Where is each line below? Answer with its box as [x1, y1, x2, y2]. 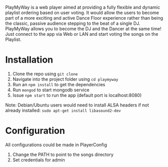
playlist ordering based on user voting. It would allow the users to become [5, 10, 159, 16]
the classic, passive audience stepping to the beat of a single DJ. [5, 20, 140, 26]
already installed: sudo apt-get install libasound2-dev [5, 107, 121, 113]
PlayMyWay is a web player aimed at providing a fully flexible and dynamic [5, 5, 160, 10]
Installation [5, 54, 53, 66]
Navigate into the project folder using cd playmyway [12, 76, 119, 82]
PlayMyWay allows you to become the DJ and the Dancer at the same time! [5, 26, 161, 32]
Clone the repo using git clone [12, 71, 78, 77]
